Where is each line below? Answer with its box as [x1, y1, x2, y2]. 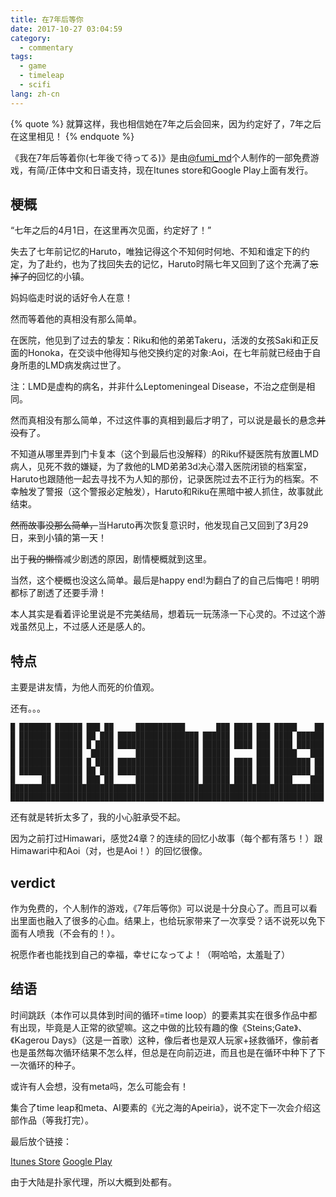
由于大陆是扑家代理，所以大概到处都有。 [10, 1176, 177, 1188]
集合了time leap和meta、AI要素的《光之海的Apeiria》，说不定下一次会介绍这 [10, 1101, 322, 1113]
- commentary [19, 42, 74, 53]
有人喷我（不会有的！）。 [18, 927, 120, 940]
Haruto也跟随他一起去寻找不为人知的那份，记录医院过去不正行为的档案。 [10, 473, 310, 485]
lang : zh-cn [10, 89, 60, 99]
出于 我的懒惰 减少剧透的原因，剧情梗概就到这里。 [10, 553, 212, 565]
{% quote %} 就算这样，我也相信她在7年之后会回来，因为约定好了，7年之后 [10, 117, 322, 130]
